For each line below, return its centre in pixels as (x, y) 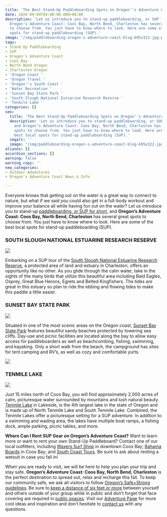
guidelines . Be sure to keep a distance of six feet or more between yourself (82, 488)
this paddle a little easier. (31, 292)
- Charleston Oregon (27, 70)
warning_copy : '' (23, 163)
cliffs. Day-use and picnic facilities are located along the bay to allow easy (81, 336)
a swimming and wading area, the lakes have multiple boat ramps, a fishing (82, 421)
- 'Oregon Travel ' (25, 79)
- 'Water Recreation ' (29, 89)
